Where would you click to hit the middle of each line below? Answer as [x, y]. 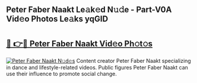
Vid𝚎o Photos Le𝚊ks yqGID [57, 19]
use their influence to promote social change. [61, 74]
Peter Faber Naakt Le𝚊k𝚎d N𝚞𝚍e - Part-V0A [89, 10]
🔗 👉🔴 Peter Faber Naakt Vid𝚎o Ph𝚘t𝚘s [80, 44]
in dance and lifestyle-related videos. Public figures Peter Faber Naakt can [97, 67]
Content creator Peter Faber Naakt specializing [134, 61]
